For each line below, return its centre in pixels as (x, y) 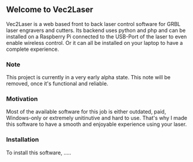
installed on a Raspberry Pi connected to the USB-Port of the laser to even (97, 36)
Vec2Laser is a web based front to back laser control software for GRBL (94, 24)
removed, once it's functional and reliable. (57, 84)
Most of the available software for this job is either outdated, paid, (86, 112)
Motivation (22, 99)
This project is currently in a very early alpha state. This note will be (89, 77)
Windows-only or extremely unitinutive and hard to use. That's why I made (97, 118)
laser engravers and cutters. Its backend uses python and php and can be (96, 30)
